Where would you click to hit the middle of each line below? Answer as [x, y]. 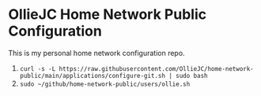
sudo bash [191, 76]
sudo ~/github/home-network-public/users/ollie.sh [105, 84]
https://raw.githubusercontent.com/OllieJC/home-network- [157, 68]
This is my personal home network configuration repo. [96, 53]
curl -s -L [38, 68]
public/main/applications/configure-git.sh [93, 76]
